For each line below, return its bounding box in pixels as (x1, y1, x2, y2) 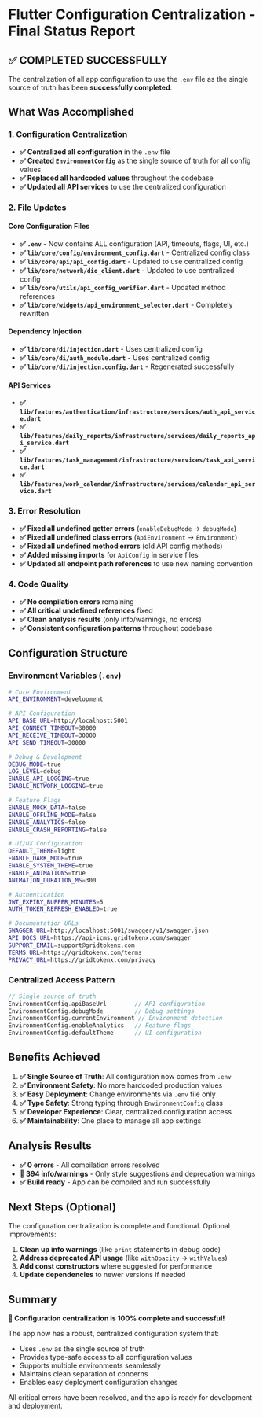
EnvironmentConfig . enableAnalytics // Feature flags (8, 1022, 192, 1029)
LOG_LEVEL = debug (8, 768, 61, 775)
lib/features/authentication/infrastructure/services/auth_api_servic (19, 408, 256, 416)
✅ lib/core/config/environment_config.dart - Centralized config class (19, 248, 250, 257)
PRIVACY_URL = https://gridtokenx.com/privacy (8, 956, 156, 964)
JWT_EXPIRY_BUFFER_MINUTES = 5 (8, 898, 104, 906)
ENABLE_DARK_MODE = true (8, 855, 82, 863)
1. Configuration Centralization (8, 129, 128, 140)
